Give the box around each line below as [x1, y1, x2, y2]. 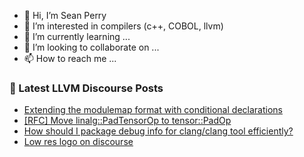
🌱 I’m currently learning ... [23, 31, 131, 42]
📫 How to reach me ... [23, 53, 117, 64]
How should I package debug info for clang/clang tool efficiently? [23, 125, 294, 137]
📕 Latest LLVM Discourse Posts [9, 81, 164, 95]
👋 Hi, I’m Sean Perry [23, 10, 107, 21]
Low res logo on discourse [23, 136, 134, 148]
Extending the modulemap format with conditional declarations [23, 104, 283, 116]
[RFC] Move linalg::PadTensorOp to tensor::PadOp [23, 115, 232, 127]
